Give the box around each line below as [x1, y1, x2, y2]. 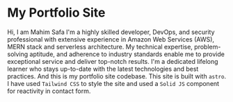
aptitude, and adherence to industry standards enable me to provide [29, 50, 225, 58]
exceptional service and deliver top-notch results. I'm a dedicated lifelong [7, 57, 218, 65]
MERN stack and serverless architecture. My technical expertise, [7, 42, 193, 51]
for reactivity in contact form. [7, 87, 91, 95]
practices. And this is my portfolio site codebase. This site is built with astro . [7, 71, 227, 80]
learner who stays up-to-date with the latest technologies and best [7, 65, 199, 73]
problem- [194, 42, 221, 51]
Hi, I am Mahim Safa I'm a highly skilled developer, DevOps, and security [7, 28, 215, 36]
